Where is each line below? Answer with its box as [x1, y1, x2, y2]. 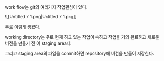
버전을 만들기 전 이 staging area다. [5, 40, 72, 46]
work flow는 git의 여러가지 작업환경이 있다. [5, 4, 88, 10]
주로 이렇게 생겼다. [5, 24, 41, 30]
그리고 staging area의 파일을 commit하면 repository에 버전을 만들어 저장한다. [5, 50, 154, 56]
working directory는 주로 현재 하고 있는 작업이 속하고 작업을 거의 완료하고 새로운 [5, 34, 160, 40]
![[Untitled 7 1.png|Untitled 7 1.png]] [5, 14, 77, 19]
